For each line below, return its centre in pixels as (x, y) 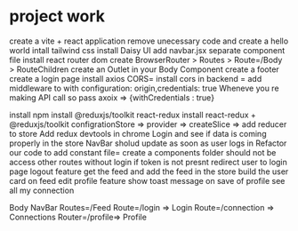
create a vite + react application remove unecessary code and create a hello (149, 41)
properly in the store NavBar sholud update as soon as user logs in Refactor (148, 143)
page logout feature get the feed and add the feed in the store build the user (149, 171)
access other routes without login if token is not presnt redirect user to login (148, 162)
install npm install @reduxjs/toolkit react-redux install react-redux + (133, 115)
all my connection (42, 190)
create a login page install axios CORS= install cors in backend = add (136, 78)
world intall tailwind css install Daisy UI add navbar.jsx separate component (147, 50)
